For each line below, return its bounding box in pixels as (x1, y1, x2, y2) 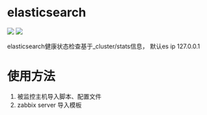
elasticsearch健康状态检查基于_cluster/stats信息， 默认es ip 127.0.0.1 (7, 42, 200, 50)
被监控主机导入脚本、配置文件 (16, 92, 101, 100)
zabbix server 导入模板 (16, 101, 82, 109)
